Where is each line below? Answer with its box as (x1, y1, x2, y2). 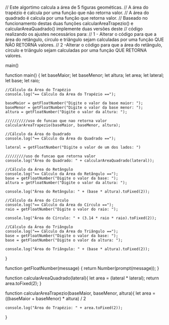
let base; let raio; (5, 78, 40, 83)
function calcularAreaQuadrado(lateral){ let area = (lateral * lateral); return (5, 275, 159, 281)
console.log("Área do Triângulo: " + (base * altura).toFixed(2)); (5, 247, 150, 252)
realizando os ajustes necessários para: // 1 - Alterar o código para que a (5, 31, 157, 37)
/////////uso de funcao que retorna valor (5, 154, 96, 159)
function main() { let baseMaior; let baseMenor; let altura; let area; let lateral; (5, 72, 164, 78)
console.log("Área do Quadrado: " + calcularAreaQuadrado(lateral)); (5, 158, 155, 163)
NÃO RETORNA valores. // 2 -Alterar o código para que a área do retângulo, (5, 42, 162, 48)
